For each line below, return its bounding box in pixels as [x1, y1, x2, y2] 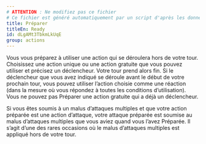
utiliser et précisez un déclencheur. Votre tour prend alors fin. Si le [6, 67, 174, 74]
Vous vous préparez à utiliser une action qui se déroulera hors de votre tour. [6, 54, 199, 61]
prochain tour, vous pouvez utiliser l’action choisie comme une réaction [6, 80, 186, 87]
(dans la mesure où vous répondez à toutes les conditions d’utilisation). [6, 87, 186, 93]
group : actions [6, 37, 45, 43]
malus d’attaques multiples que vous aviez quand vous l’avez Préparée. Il [6, 118, 191, 125]
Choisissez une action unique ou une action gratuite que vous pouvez [6, 60, 183, 68]
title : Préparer [6, 20, 48, 26]
